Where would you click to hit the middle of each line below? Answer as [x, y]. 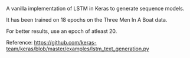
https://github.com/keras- [65, 42]
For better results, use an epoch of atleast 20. [62, 31]
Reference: [19, 42]
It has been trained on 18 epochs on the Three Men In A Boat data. [87, 20]
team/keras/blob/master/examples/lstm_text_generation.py [78, 49]
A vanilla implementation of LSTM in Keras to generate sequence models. [95, 8]
